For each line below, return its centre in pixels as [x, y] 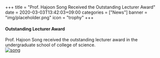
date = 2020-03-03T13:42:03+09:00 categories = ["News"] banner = [76, 12]
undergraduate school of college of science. [50, 45]
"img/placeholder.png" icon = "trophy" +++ [50, 17]
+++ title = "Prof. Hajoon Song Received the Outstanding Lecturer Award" [80, 7]
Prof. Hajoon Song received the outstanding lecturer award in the [71, 40]
